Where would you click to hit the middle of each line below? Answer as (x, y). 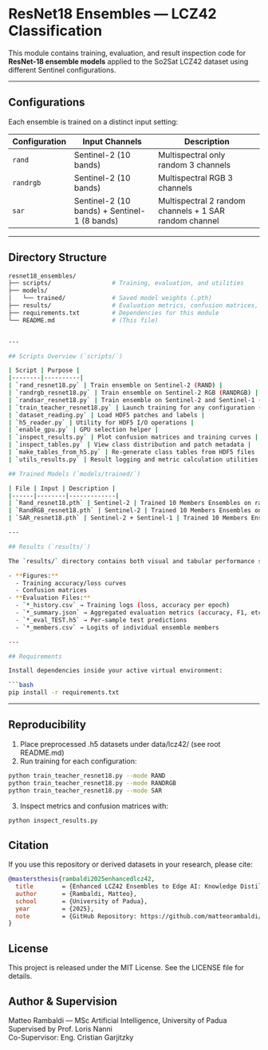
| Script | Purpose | (44, 371)
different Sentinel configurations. (62, 69)
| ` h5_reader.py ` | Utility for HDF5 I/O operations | (101, 422)
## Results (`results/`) (49, 547)
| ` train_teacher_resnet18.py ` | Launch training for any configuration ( (135, 408)
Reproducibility (47, 725)
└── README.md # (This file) (83, 320)
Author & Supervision (63, 1001)
